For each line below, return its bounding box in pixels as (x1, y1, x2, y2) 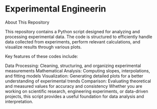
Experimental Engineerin (5, 3, 106, 14)
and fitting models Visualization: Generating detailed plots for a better (5, 73, 143, 79)
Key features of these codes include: (5, 53, 78, 59)
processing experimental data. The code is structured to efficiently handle (5, 34, 153, 40)
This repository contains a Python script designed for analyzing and (5, 28, 140, 34)
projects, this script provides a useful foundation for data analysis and (5, 93, 144, 99)
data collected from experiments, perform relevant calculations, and (5, 39, 141, 44)
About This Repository (5, 19, 50, 25)
